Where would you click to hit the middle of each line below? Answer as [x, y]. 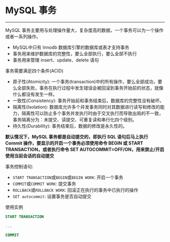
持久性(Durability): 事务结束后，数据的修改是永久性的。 [70, 126]
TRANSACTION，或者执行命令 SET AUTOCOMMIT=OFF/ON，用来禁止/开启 [85, 149]
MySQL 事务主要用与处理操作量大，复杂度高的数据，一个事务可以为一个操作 [84, 30]
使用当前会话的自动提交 [30, 156]
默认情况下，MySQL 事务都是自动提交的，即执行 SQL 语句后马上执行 [77, 136]
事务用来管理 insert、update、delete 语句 [56, 60]
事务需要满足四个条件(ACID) [34, 71]
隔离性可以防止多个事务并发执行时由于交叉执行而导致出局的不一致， [92, 113]
